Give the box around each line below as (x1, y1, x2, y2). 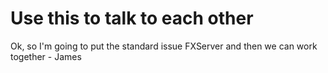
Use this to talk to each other (10, 7, 254, 30)
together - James (10, 50, 82, 62)
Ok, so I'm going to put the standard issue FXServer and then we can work (10, 40, 318, 52)
